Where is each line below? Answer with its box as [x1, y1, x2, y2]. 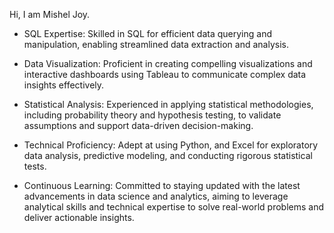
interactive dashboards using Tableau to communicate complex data [23, 69, 307, 80]
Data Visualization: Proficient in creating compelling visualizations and [23, 58, 313, 69]
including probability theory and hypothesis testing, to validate [23, 109, 282, 121]
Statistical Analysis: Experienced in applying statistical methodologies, [23, 99, 314, 110]
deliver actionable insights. [23, 212, 135, 223]
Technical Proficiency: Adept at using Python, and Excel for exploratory [23, 139, 319, 151]
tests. [23, 160, 47, 172]
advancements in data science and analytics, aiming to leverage [23, 190, 289, 202]
